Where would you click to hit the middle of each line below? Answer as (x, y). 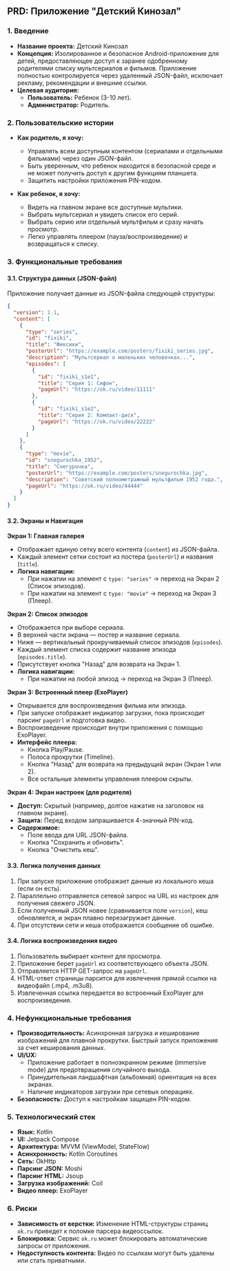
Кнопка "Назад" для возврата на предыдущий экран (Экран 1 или (124, 764)
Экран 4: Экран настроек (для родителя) (70, 793)
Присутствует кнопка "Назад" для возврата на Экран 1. (99, 664)
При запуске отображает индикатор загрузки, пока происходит (111, 713)
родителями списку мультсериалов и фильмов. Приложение (107, 68)
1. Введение (28, 31)
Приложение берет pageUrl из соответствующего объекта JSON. (113, 963)
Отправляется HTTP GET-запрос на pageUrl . (82, 971)
